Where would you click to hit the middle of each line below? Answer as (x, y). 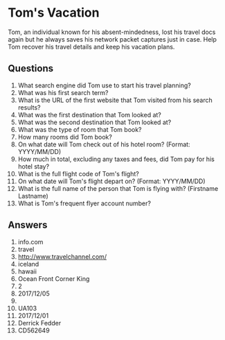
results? (29, 107)
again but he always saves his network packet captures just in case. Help (112, 39)
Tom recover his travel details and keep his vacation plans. (91, 46)
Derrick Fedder (39, 323)
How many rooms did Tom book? (65, 137)
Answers (28, 225)
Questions (31, 68)
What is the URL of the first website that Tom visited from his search (115, 100)
